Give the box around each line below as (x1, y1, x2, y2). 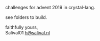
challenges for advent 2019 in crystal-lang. (5, 5, 95, 10)
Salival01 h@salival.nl (5, 30, 50, 35)
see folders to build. (5, 14, 47, 20)
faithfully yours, (5, 24, 38, 30)
